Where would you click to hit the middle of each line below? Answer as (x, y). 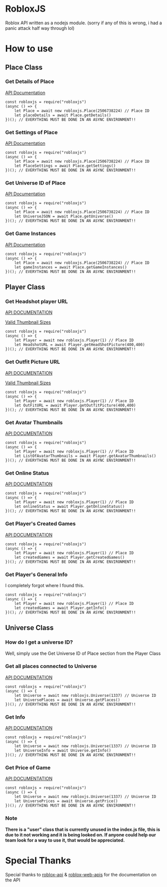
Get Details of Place (30, 81)
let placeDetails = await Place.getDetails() (63, 115)
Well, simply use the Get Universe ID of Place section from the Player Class (83, 653)
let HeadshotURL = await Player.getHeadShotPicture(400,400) (79, 345)
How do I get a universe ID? (39, 642)
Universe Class (29, 628)
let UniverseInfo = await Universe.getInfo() (63, 751)
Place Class (24, 67)
